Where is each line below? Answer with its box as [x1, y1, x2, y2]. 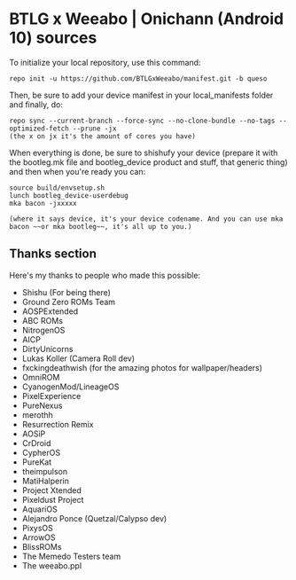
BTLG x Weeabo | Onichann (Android [9, 9, 284, 29]
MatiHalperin [21, 475, 69, 486]
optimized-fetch [9, 124, 69, 133]
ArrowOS [21, 532, 56, 543]
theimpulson [21, 466, 68, 476]
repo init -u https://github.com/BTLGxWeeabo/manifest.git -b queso [9, 74, 268, 83]
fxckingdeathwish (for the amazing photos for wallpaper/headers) [21, 362, 263, 372]
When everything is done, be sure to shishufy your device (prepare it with [9, 147, 278, 158]
